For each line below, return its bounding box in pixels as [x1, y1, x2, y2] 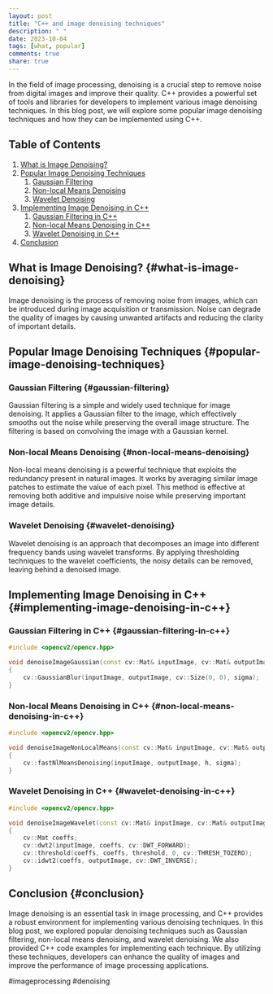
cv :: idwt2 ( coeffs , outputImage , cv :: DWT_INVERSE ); [23, 856, 198, 865]
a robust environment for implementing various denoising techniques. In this [8, 917, 264, 926]
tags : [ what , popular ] [8, 42, 85, 50]
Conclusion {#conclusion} [8, 887, 145, 900]
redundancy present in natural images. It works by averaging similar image [8, 474, 258, 484]
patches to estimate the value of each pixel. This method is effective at [8, 482, 245, 493]
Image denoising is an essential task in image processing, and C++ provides [8, 909, 264, 918]
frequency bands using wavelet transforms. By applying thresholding [8, 547, 240, 557]
